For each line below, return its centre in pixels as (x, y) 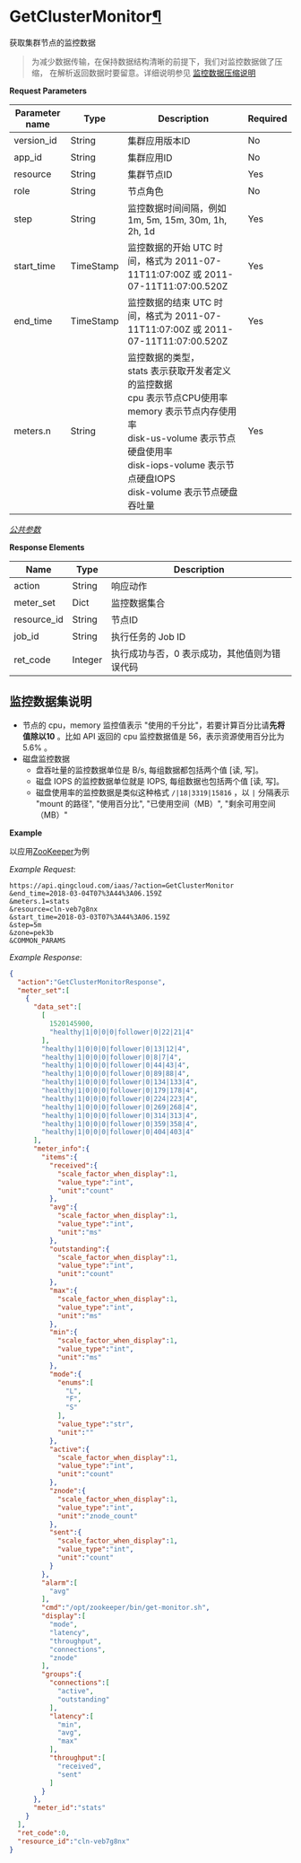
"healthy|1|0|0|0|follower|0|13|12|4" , (116, 1049)
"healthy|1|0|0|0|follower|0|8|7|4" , (112, 1057)
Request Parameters (48, 91)
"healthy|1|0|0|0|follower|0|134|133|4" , (120, 1082)
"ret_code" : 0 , (43, 1832)
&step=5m (26, 925)
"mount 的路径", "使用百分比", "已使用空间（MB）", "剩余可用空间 (155, 803)
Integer (87, 660)
